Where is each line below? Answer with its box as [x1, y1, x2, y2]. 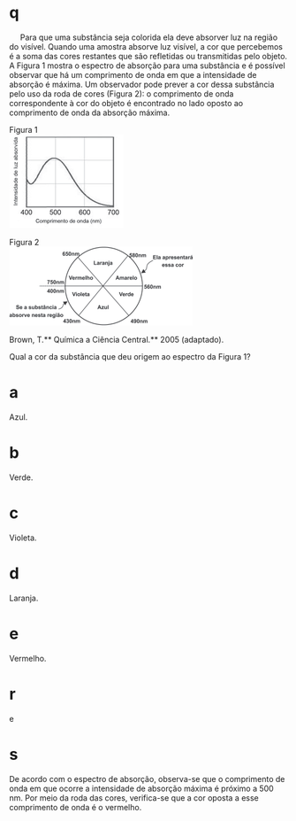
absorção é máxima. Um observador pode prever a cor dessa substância [9, 79, 275, 89]
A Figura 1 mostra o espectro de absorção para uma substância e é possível [9, 60, 285, 71]
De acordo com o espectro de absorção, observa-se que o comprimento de [9, 773, 285, 784]
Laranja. [9, 593, 39, 603]
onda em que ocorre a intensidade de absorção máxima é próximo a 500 [9, 783, 274, 794]
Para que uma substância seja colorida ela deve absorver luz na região [19, 32, 278, 43]
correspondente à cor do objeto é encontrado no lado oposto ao [9, 97, 244, 108]
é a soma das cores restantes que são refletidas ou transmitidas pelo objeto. [9, 50, 288, 61]
